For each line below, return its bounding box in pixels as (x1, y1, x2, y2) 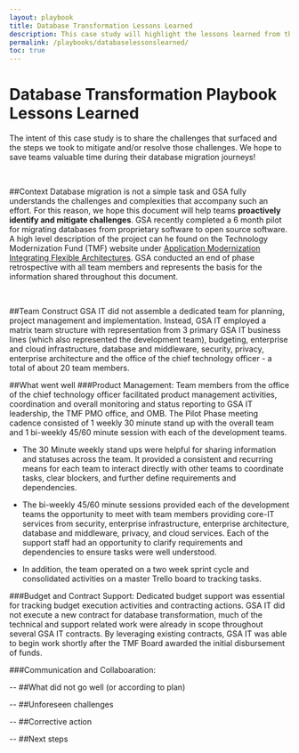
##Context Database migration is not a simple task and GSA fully (9, 186, 247, 197)
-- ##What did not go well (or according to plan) (9, 682, 186, 692)
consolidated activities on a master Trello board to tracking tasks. (21, 573, 263, 584)
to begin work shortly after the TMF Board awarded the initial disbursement (9, 638, 286, 649)
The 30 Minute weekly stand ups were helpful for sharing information (21, 444, 277, 455)
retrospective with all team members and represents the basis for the (9, 262, 263, 272)
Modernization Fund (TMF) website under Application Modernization (9, 243, 261, 254)
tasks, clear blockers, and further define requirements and (21, 473, 237, 483)
